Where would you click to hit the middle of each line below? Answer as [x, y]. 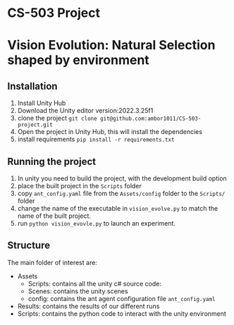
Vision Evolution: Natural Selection [111, 45]
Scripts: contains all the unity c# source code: [95, 283]
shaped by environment [78, 60]
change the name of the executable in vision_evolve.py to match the [118, 208]
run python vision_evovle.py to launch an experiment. [97, 223]
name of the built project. [54, 216]
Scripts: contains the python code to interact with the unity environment [122, 313]
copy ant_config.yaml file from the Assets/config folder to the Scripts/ [121, 193]
